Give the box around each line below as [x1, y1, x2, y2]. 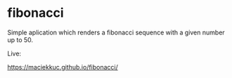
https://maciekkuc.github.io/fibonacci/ [7, 63, 118, 71]
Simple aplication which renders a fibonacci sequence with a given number [7, 28, 225, 37]
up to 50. [7, 35, 34, 44]
